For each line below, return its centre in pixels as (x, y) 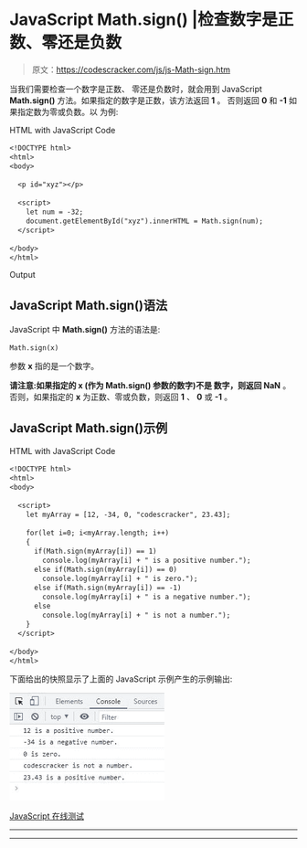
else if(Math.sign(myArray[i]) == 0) (106, 569)
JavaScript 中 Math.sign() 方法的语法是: (85, 329)
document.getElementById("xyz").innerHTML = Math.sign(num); (144, 221)
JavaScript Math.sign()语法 (89, 306)
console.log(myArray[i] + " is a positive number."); (147, 560)
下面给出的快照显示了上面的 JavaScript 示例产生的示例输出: (121, 679)
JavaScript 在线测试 (47, 816)
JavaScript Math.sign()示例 (89, 428)
